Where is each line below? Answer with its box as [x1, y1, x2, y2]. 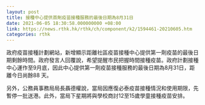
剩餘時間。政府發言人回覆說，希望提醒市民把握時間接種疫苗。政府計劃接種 [11, 56, 199, 64]
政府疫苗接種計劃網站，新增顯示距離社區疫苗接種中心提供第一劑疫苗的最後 [6, 49, 193, 56]
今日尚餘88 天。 [11, 72, 52, 79]
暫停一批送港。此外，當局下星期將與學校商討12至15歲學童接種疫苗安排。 [6, 92, 189, 100]
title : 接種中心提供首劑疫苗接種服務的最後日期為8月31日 [6, 15, 134, 21]
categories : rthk [6, 32, 51, 38]
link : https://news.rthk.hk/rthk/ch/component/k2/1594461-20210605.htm [6, 25, 192, 32]
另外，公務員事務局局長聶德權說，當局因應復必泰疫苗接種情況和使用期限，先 [6, 84, 199, 92]
